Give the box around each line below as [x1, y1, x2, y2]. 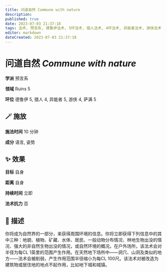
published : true [5, 16, 39, 21]
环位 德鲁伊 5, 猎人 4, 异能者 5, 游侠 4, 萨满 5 [5, 96, 96, 102]
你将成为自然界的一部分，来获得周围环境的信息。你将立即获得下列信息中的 [5, 231, 158, 237]
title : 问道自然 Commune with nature [5, 7, 81, 12]
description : [5, 12, 32, 17]
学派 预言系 [5, 75, 28, 81]
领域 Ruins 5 [5, 85, 31, 92]
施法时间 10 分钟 [5, 129, 39, 135]
